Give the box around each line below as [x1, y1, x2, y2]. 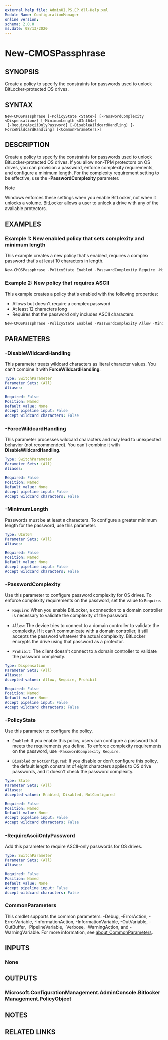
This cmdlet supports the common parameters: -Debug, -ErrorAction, [5, 913, 148, 919]
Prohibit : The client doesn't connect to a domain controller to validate [12, 648, 157, 654]
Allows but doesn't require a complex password [12, 300, 111, 306]
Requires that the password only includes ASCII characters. [12, 311, 135, 317]
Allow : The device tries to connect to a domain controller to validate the [12, 622, 160, 629]
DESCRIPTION [5, 141, 50, 149]
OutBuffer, [5, 924, 26, 930]
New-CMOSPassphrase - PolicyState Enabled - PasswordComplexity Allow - [5, 321, 155, 326]
